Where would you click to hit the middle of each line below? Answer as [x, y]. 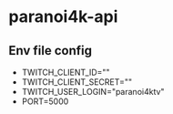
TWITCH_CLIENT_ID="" [66, 72]
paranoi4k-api [63, 17]
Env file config [51, 51]
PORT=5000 [45, 101]
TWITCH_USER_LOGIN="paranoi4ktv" [93, 92]
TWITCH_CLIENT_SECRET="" [77, 82]
